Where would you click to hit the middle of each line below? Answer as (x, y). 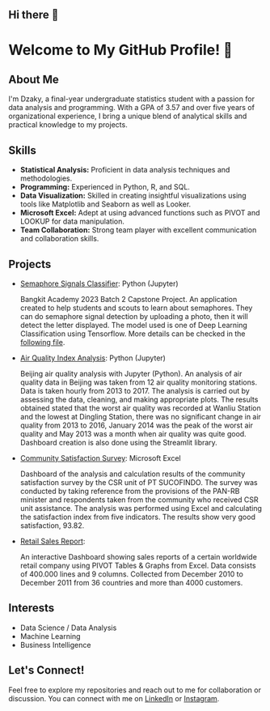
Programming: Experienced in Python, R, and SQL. (105, 187)
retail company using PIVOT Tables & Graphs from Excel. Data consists (138, 566)
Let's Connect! (46, 670)
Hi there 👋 (34, 15)
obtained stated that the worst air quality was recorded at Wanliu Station (140, 408)
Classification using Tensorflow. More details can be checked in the (133, 334)
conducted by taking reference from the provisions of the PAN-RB (130, 492)
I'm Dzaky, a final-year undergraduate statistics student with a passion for (131, 99)
